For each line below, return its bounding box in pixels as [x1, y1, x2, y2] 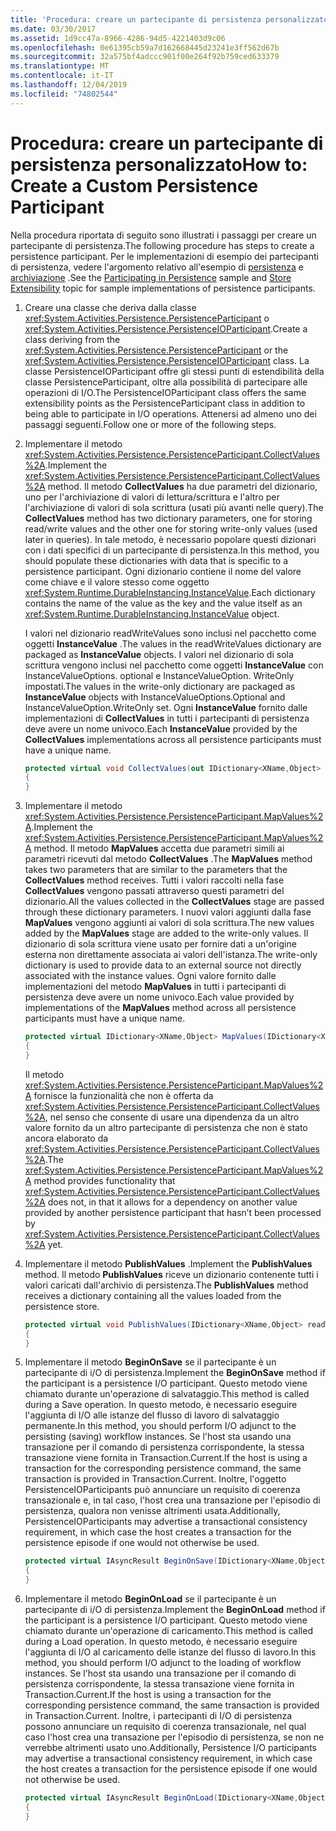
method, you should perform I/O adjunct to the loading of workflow [24, 1657, 302, 1669]
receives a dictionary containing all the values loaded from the [24, 1289, 282, 1301]
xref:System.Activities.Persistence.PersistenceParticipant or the [24, 344, 289, 356]
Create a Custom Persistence [10, 174, 259, 197]
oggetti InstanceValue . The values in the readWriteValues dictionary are [24, 637, 322, 650]
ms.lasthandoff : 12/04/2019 [10, 80, 128, 90]
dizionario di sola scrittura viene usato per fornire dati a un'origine [24, 938, 297, 950]
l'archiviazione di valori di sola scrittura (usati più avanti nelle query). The [24, 501, 324, 513]
